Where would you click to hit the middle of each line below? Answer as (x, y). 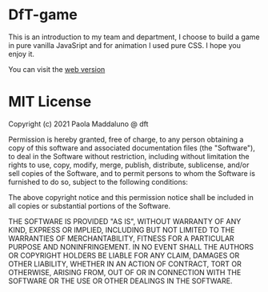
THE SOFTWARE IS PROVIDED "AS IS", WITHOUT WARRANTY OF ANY (125, 221)
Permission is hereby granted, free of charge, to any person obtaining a (126, 139)
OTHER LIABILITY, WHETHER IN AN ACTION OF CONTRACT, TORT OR (125, 264)
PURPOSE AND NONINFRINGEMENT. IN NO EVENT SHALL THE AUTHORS (131, 246)
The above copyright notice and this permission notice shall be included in (131, 197)
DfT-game (43, 15)
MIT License (50, 102)
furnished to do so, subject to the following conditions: (98, 182)
